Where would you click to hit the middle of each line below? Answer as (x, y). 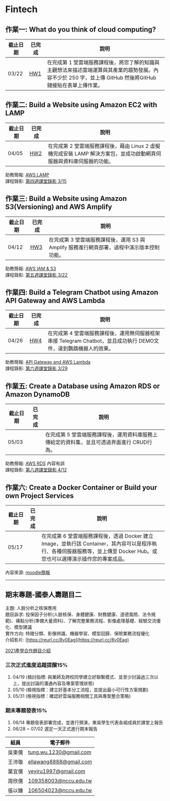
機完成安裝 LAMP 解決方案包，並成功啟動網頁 (102, 154)
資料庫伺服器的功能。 (88, 161)
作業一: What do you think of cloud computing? (81, 29)
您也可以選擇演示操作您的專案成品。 (84, 559)
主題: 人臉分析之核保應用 (31, 608)
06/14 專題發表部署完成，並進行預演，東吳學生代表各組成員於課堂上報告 (88, 723)
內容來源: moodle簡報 (28, 573)
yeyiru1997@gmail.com (57, 772)
